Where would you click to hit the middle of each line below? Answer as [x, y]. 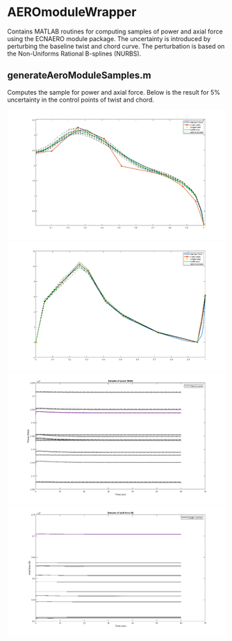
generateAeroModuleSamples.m [79, 76]
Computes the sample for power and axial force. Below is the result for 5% [114, 92]
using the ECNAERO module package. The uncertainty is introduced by [109, 38]
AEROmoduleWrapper [72, 12]
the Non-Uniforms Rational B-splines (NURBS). [74, 54]
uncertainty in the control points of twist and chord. [81, 100]
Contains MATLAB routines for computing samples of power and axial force [115, 31]
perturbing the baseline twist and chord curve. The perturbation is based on [116, 46]
